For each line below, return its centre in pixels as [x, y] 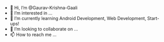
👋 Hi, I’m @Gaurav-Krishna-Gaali [44, 8]
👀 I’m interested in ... [31, 13]
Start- [153, 18]
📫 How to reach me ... [33, 34]
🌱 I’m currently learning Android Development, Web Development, [78, 18]
